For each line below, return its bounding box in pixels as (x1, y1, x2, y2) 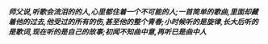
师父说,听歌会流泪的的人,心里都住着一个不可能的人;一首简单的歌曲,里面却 (8, 7, 252, 16)
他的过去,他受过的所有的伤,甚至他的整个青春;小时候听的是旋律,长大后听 (15, 17, 252, 26)
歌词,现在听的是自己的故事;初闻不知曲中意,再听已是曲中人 (15, 27, 207, 36)
